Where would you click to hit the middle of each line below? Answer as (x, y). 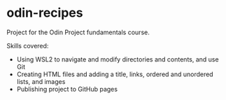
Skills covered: (28, 45)
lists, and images (41, 81)
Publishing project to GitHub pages (67, 89)
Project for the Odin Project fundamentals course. (78, 32)
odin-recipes (45, 13)
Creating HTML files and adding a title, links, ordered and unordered (115, 74)
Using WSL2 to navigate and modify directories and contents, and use (118, 59)
